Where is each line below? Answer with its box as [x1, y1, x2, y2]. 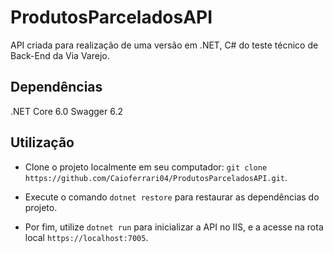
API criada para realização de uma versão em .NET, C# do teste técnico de [10, 39, 319, 51]
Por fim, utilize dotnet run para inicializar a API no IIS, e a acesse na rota [24, 221, 324, 233]
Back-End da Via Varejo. [10, 49, 110, 61]
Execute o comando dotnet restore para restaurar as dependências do [24, 191, 320, 203]
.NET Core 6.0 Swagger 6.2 [10, 105, 124, 117]
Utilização [10, 134, 75, 151]
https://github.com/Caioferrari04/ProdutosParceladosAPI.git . [24, 171, 288, 183]
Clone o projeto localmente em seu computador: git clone [24, 161, 268, 173]
